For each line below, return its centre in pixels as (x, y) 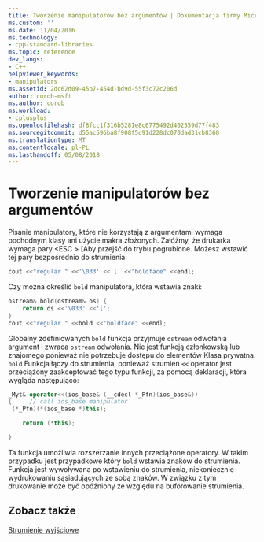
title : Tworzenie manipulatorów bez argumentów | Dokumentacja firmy (125, 15)
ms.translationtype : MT (47, 140)
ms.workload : (29, 111)
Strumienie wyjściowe (44, 529)
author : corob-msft (40, 96)
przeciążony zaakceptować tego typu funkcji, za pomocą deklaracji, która (128, 372)
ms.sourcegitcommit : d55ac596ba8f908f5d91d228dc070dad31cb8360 (114, 132)
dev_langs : (26, 60)
